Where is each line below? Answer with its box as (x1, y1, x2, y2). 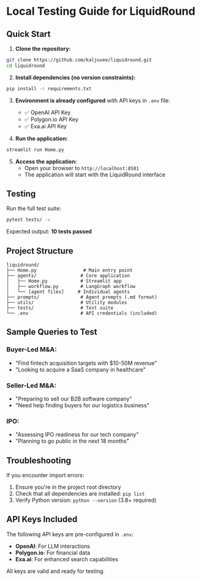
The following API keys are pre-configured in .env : (6, 530, 134, 538)
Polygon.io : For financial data (15, 548, 91, 556)
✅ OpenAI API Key (24, 109, 71, 116)
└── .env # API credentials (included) (6, 310, 157, 316)
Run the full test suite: (6, 205, 61, 213)
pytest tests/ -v (6, 217, 51, 223)
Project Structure (6, 246, 74, 256)
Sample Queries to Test (6, 327, 97, 337)
